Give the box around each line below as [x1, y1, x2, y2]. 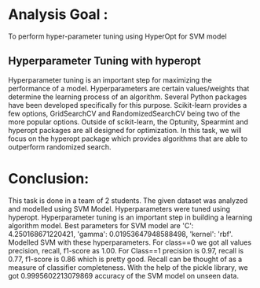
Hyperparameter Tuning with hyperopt [8, 54, 202, 68]
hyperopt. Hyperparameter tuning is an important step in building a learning [8, 212, 253, 222]
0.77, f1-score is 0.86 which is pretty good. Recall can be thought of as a [8, 254, 243, 264]
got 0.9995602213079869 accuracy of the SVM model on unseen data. [8, 271, 240, 280]
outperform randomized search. [8, 142, 112, 151]
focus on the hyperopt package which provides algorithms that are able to [8, 134, 248, 143]
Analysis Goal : [8, 6, 108, 24]
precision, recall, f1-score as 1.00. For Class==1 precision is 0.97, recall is [8, 246, 244, 255]
